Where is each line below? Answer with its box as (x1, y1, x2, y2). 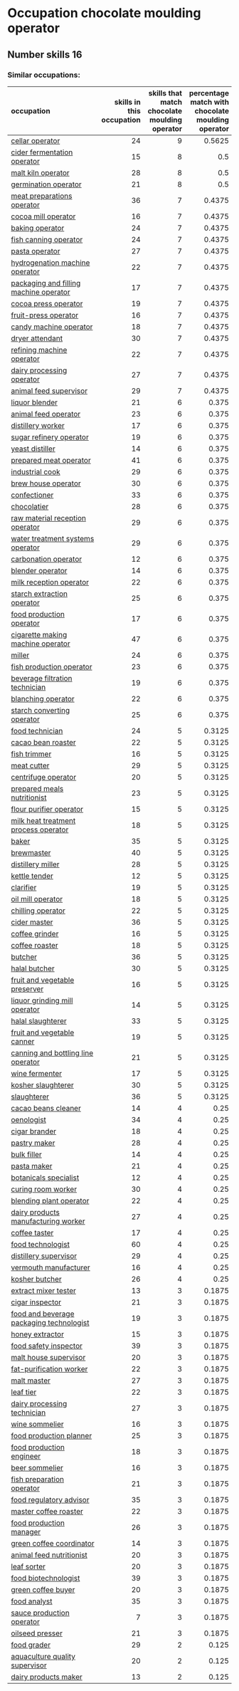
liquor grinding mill (11, 995, 73, 1005)
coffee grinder (11, 928, 59, 938)
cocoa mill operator (11, 211, 76, 221)
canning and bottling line (11, 1048, 94, 1058)
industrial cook (11, 466, 60, 476)
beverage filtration (11, 673, 73, 683)
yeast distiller (11, 444, 55, 454)
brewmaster (11, 847, 51, 857)
